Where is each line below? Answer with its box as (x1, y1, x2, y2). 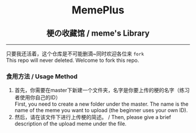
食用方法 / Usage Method (6, 72, 78, 80)
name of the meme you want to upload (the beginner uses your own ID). (14, 107, 188, 114)
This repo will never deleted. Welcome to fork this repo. (6, 57, 139, 64)
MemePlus (72, 3, 124, 17)
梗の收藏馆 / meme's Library (46, 28, 150, 38)
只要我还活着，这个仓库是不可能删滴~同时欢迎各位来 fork (6, 50, 144, 57)
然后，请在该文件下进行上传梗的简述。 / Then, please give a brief (14, 114, 171, 121)
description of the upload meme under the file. (14, 120, 127, 127)
